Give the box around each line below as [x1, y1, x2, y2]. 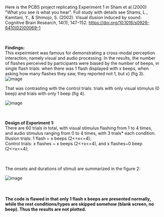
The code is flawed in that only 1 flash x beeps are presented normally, [5, 196, 151, 202]
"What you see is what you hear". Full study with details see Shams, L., [5, 9, 148, 15]
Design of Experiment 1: [5, 120, 55, 126]
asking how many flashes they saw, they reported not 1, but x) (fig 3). [5, 71, 144, 76]
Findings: [5, 45, 25, 50]
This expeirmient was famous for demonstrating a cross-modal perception [5, 50, 155, 56]
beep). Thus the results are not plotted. [5, 206, 87, 212]
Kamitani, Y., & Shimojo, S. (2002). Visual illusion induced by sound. [5, 15, 142, 20]
